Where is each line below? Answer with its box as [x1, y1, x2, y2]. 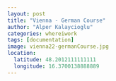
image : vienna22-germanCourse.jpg [7, 43, 110, 50]
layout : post [7, 10, 46, 18]
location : [7, 50, 37, 57]
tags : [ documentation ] [7, 37, 74, 44]
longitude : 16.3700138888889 [13, 63, 100, 70]
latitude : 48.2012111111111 [13, 56, 97, 63]
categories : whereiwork [7, 30, 78, 37]
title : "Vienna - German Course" [7, 17, 106, 24]
